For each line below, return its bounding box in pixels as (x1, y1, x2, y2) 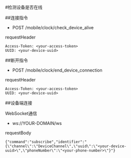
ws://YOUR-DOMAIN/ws (12, 120, 62, 126)
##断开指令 (5, 57, 28, 63)
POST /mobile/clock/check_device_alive (12, 25, 94, 31)
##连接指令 (5, 15, 28, 21)
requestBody (5, 130, 32, 136)
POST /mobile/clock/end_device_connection (12, 67, 102, 73)
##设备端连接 (5, 100, 33, 106)
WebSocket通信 (5, 111, 37, 116)
